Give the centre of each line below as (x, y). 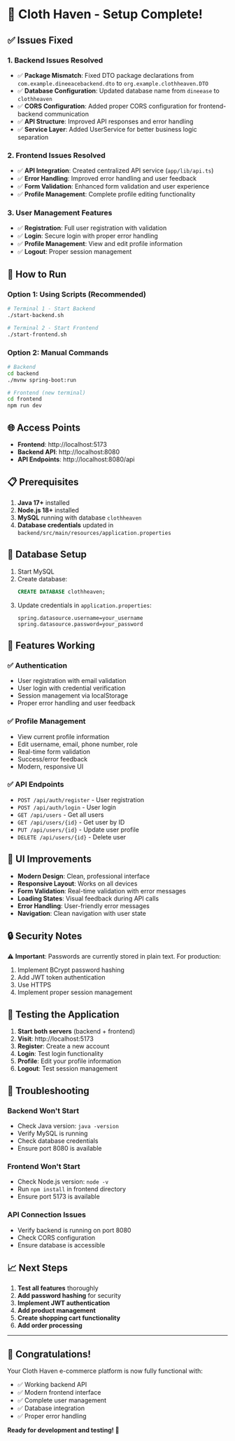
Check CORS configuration (56, 1238)
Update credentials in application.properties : (84, 605)
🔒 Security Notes (45, 936)
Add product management (56, 1311)
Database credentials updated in (65, 525)
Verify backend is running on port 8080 (74, 1230)
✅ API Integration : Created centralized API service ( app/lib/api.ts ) (115, 170)
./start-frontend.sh (37, 334)
